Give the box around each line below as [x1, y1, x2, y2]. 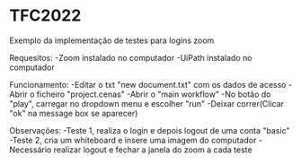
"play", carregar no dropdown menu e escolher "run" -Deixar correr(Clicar [9, 98, 285, 108]
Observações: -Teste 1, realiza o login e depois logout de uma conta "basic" [9, 125, 290, 135]
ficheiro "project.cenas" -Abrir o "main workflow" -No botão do [36, 89, 271, 99]
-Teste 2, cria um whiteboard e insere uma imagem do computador [9, 134, 257, 145]
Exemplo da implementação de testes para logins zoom [9, 35, 215, 46]
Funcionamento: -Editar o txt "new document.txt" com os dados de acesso [9, 79, 287, 90]
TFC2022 [9, 5, 82, 26]
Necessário [9, 144, 52, 155]
